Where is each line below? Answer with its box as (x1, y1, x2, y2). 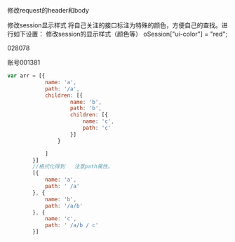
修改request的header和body (7, 6, 90, 14)
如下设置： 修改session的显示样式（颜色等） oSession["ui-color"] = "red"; (13, 30, 228, 38)
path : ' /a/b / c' (44, 222, 99, 229)
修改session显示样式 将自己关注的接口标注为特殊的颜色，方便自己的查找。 (7, 21, 222, 29)
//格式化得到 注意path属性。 (32, 163, 114, 170)
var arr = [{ (7, 72, 46, 79)
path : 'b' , (69, 105, 102, 112)
